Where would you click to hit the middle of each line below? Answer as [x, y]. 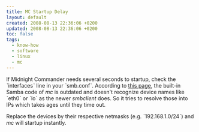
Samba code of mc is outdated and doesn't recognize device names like [95, 92]
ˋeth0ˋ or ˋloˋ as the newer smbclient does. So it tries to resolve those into [97, 98]
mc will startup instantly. [36, 122]
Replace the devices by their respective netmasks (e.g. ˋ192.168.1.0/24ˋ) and [100, 116]
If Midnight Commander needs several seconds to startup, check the [91, 79]
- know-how [25, 46]
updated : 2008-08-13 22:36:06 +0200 [52, 28]
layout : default [26, 17]
